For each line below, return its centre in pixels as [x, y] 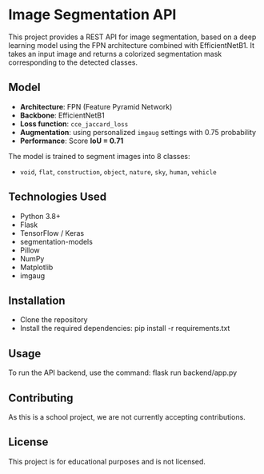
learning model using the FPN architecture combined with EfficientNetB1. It [131, 45]
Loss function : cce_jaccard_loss [74, 123]
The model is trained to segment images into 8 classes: [99, 156]
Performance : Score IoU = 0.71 [72, 141]
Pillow [30, 250]
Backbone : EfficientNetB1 [62, 115]
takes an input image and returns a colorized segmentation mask [115, 54]
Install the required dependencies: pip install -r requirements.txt [125, 329]
